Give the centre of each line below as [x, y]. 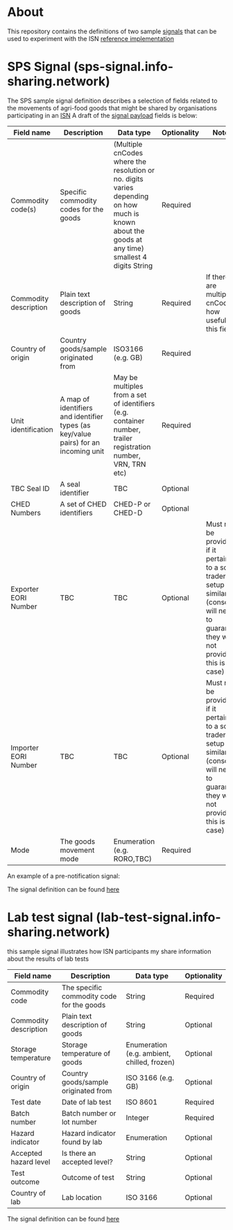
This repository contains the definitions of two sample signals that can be [112, 31]
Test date [26, 1102]
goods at [128, 239]
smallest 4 [130, 257]
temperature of [86, 1053]
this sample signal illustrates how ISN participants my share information [109, 951]
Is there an [79, 1153]
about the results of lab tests [48, 959]
